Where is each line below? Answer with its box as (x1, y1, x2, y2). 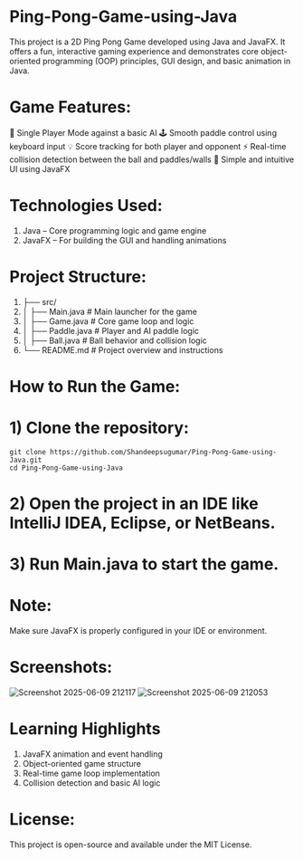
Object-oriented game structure (22, 759, 142, 769)
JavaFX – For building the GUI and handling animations (22, 234, 227, 245)
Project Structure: (9, 267, 147, 287)
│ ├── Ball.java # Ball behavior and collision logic (22, 335, 208, 346)
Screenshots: (9, 657, 113, 678)
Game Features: (9, 97, 132, 118)
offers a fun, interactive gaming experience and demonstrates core (9, 45, 260, 56)
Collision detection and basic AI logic (22, 778, 161, 788)
